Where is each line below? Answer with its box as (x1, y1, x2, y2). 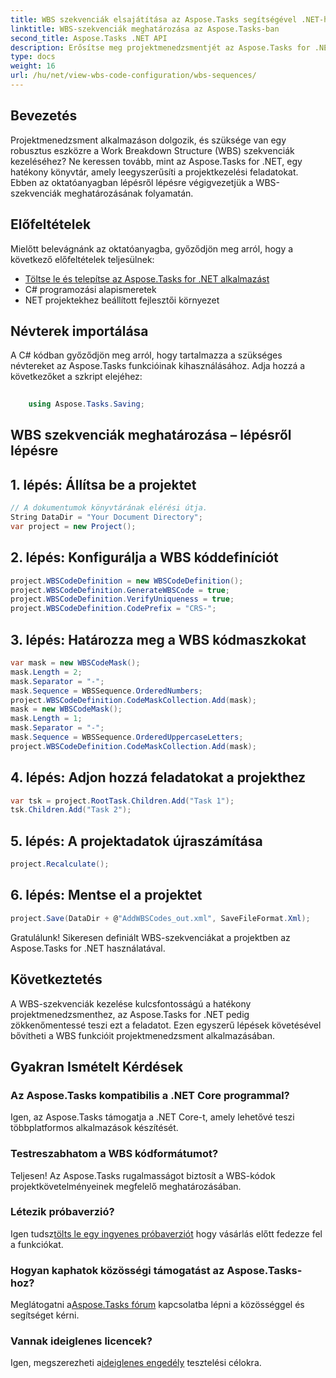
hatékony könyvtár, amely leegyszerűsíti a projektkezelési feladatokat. (10, 166, 299, 178)
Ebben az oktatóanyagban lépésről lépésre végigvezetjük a (10, 176, 254, 188)
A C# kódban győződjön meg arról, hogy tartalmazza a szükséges (10, 349, 283, 361)
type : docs (10, 52, 56, 62)
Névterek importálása (10, 322, 149, 340)
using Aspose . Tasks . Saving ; (28, 399, 145, 410)
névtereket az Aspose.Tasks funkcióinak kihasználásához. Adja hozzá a (10, 360, 306, 372)
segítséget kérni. (10, 1309, 80, 1321)
